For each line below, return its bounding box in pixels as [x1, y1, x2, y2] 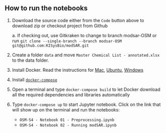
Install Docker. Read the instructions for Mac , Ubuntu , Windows [12, 67, 144, 73]
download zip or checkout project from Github [12, 23, 108, 29]
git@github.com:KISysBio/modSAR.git [12, 43, 89, 48]
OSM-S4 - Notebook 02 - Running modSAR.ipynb [19, 122, 117, 127]
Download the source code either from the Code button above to [12, 17, 144, 23]
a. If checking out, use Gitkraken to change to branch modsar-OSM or [12, 32, 157, 38]
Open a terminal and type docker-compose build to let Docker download [12, 86, 160, 92]
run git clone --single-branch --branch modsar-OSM [12, 38, 122, 44]
